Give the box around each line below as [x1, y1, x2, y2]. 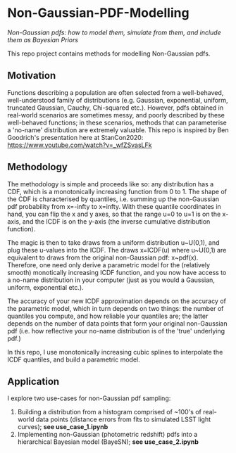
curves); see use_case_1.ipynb [17, 423, 108, 431]
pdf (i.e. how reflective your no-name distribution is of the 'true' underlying [7, 326, 225, 335]
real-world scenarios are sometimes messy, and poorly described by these [7, 110, 225, 119]
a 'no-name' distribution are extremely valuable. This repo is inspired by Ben [7, 125, 229, 134]
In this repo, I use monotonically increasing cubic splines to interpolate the [7, 347, 223, 356]
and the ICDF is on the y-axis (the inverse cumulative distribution [22, 217, 211, 226]
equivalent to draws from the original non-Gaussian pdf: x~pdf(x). [7, 253, 199, 262]
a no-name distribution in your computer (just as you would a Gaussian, [7, 276, 215, 284]
